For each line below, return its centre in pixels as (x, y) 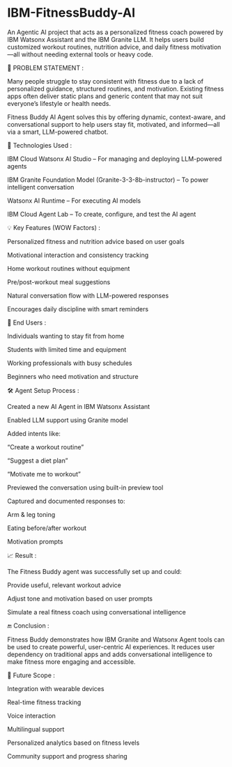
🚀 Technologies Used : (39, 145)
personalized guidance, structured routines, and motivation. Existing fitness (116, 88)
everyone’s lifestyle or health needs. (59, 103)
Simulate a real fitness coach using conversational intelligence (96, 612)
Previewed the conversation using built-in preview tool (85, 487)
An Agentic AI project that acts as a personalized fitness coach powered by (115, 32)
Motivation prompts (35, 541)
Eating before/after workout (47, 528)
